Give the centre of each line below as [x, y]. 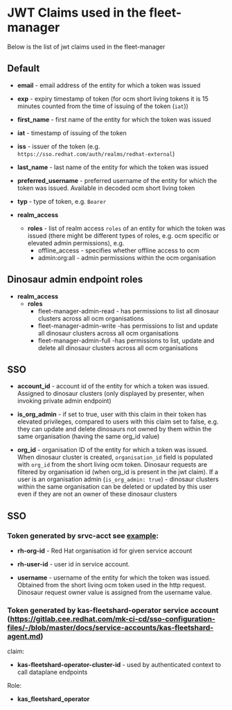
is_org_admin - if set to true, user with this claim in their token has [112, 415]
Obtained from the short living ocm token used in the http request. [111, 585]
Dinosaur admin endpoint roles [75, 280]
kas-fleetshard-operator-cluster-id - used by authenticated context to [119, 665]
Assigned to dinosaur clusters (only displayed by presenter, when [110, 394]
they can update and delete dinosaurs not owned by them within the [114, 429]
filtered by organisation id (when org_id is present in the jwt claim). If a [118, 472]
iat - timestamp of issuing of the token [72, 132]
